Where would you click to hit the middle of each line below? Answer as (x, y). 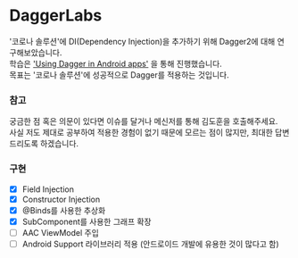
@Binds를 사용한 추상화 (64, 210)
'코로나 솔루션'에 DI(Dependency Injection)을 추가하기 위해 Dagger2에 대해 (142, 41)
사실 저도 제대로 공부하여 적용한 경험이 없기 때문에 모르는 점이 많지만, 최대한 (141, 133)
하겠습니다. (59, 144)
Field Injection (48, 189)
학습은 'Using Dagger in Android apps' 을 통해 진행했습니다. (116, 63)
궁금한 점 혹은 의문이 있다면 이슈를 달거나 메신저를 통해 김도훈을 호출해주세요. (144, 121)
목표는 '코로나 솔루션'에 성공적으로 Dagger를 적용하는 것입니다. (119, 75)
